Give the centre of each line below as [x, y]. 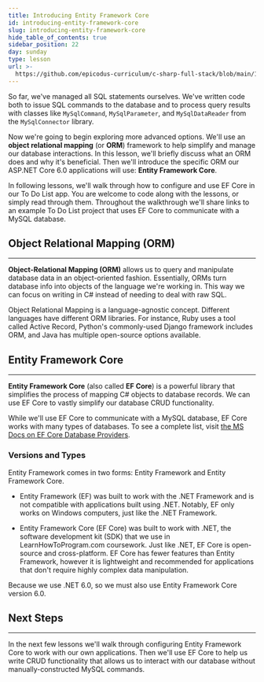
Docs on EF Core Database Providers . [70, 435]
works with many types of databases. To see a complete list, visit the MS [126, 426]
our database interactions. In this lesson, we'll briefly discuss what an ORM [130, 153]
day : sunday [27, 52]
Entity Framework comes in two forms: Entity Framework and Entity [117, 472]
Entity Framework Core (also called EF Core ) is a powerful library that [122, 386]
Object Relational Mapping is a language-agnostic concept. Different [119, 310]
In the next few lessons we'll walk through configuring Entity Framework [125, 644]
